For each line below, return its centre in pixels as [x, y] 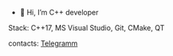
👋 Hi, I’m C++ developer [59, 12]
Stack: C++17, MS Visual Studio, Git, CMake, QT [86, 28]
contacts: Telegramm [43, 43]
